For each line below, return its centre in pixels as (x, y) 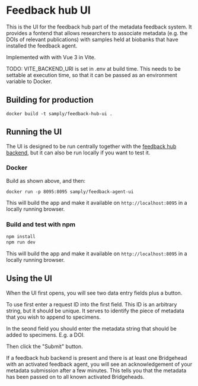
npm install (21, 237)
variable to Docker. (29, 81)
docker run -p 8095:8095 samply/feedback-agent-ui (70, 192)
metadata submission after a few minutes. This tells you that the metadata (96, 370)
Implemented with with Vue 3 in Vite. (51, 57)
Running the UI (34, 132)
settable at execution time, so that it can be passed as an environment (92, 75)
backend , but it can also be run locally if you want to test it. (78, 153)
